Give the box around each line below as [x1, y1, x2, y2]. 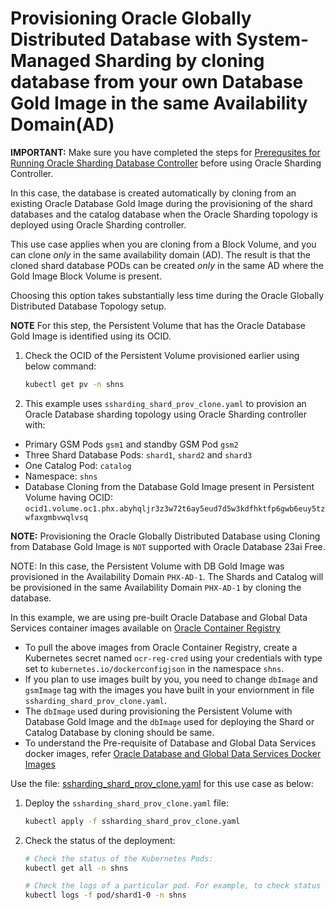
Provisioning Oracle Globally [10, 7, 252, 30]
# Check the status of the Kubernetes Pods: [24, 853, 214, 864]
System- [235, 28, 310, 51]
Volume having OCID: [24, 491, 113, 503]
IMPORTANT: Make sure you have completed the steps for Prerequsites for [10, 146, 321, 158]
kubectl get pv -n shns [24, 379, 125, 389]
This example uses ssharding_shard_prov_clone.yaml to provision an [24, 397, 307, 409]
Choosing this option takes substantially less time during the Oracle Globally [10, 289, 325, 301]
